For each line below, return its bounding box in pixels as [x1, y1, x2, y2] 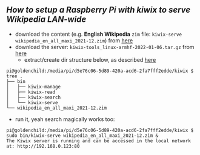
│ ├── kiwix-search [6, 94, 61, 101]
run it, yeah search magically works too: [15, 115, 115, 123]
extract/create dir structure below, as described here [24, 56, 156, 63]
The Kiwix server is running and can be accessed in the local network [6, 137, 191, 144]
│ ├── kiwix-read [6, 89, 56, 95]
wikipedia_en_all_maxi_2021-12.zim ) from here [15, 36, 133, 44]
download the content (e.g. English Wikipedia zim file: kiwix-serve [15, 30, 182, 38]
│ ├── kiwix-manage [6, 84, 61, 90]
